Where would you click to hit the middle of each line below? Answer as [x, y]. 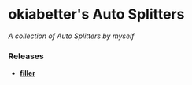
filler [27, 73]
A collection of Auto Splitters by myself [71, 36]
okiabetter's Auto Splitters [96, 14]
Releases [26, 56]
